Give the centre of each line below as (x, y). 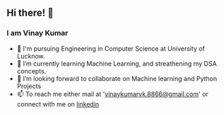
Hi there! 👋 (30, 13)
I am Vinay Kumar (37, 33)
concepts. (31, 71)
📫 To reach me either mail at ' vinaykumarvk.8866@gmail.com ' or (113, 94)
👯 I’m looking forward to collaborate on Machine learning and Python (117, 78)
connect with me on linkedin (58, 104)
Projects (29, 86)
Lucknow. (31, 56)
